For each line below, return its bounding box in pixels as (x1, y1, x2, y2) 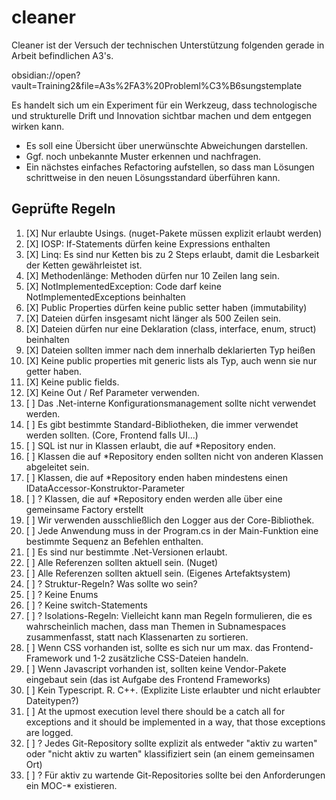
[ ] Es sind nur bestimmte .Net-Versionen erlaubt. (25, 546, 228, 558)
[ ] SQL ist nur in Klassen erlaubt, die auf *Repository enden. (25, 439, 276, 451)
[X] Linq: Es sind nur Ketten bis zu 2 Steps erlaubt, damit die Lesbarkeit (25, 248, 320, 260)
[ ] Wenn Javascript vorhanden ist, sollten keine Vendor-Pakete (25, 662, 287, 675)
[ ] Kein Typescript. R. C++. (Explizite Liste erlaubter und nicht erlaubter (25, 684, 321, 696)
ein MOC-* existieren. (25, 779, 118, 791)
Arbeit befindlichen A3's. (11, 49, 114, 61)
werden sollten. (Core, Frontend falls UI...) (25, 429, 199, 441)
